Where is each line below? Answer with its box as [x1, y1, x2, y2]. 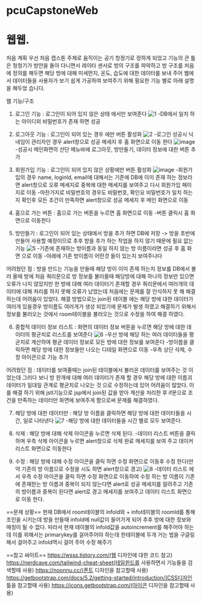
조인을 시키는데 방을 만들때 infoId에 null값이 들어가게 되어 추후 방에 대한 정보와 [6, 516, 192, 523]
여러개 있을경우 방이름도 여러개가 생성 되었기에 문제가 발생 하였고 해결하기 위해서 [6, 303, 197, 310]
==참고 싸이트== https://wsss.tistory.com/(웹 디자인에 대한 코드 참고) [6, 551, 173, 559]
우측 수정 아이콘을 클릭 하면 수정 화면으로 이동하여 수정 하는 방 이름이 [21, 473, 184, 481]
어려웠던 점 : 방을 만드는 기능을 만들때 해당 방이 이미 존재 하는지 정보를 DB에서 [6, 265, 190, 273]
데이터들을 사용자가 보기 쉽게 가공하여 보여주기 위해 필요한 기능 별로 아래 [12, 77, 183, 85]
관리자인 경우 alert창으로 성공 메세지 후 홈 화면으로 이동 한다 [31, 138, 173, 146]
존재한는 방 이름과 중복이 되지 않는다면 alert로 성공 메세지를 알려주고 [21, 481, 183, 488]
